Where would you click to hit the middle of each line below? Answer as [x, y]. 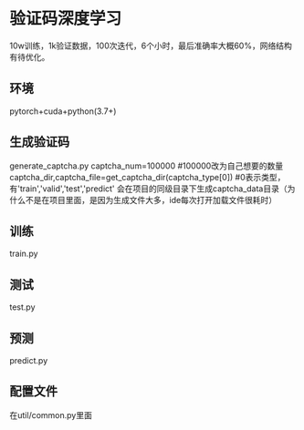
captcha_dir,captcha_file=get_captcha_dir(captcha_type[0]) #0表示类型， [147, 177]
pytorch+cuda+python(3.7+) [63, 111]
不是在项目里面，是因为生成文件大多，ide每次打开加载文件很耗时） [151, 200]
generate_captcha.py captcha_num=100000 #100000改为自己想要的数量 [147, 166]
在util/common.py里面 [51, 415]
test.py [22, 307]
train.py [24, 254]
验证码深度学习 [66, 19]
